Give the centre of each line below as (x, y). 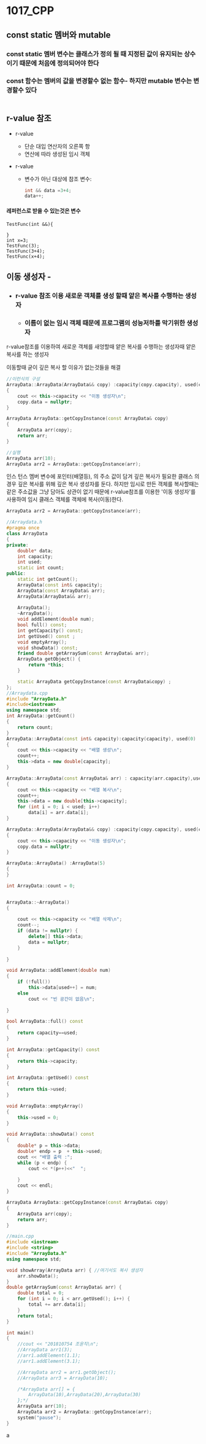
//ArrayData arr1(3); (45, 1350)
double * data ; (35, 551)
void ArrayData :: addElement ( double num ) (59, 971)
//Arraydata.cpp (27, 693)
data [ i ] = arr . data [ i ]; (59, 813)
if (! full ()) (34, 982)
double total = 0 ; (41, 1293)
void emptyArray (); (42, 642)
